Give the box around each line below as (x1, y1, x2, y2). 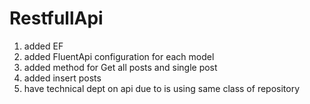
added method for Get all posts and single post (23, 61, 218, 73)
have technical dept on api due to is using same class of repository (23, 82, 301, 94)
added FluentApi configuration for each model (23, 50, 215, 62)
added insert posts (23, 72, 102, 84)
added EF (23, 40, 64, 52)
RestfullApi (9, 7, 104, 30)
